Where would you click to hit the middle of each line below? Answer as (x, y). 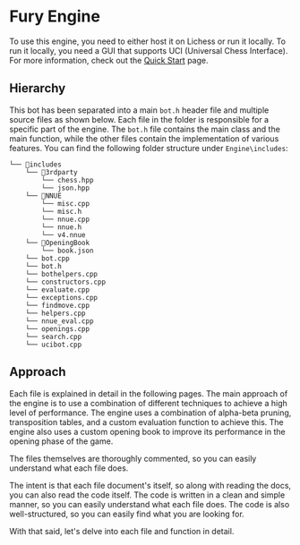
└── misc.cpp (66, 203)
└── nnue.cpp (66, 219)
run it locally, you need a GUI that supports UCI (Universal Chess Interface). (149, 50)
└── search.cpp (54, 336)
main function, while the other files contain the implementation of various (144, 138)
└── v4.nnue (64, 234)
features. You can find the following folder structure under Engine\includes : (149, 148)
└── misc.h (62, 211)
